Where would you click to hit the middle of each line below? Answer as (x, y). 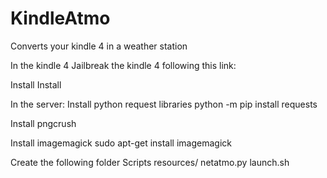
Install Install (36, 84)
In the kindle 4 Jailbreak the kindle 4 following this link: (123, 65)
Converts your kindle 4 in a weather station (99, 46)
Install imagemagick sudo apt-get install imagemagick (121, 143)
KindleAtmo (60, 18)
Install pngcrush (43, 123)
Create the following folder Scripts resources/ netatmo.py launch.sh (150, 162)
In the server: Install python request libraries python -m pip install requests (164, 104)
